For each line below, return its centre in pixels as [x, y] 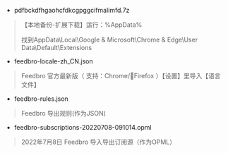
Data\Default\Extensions [56, 48]
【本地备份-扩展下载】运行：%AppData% [82, 25]
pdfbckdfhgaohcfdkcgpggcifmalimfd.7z [72, 10]
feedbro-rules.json [41, 99]
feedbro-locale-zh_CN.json [53, 61]
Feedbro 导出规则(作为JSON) [63, 113]
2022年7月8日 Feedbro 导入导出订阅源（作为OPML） [98, 142]
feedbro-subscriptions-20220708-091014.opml [83, 127]
